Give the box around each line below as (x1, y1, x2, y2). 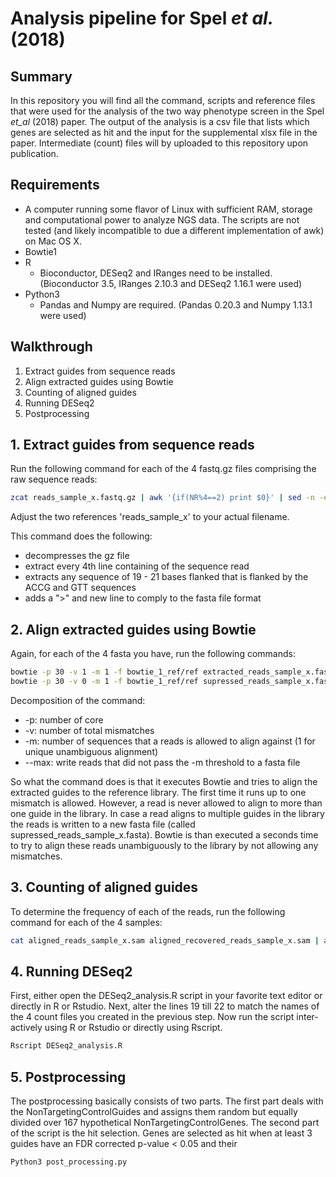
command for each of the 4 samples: (10, 916, 163, 928)
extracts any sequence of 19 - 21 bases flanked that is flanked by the (24, 571, 309, 583)
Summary (10, 68, 73, 85)
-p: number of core (24, 713, 104, 726)
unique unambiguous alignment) (24, 745, 159, 757)
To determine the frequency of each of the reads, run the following (10, 905, 286, 917)
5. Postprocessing (10, 1068, 127, 1086)
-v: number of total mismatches (24, 724, 155, 736)
